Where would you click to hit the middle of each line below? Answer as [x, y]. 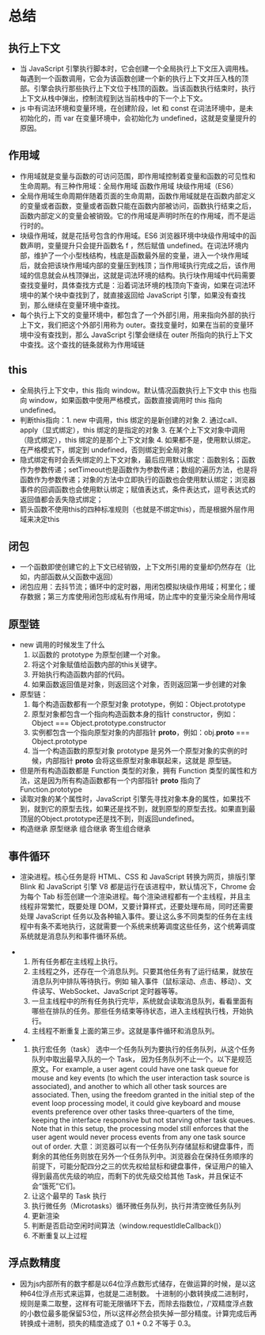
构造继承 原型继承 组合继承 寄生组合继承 [85, 829]
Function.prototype [51, 789]
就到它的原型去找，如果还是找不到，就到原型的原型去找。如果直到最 [144, 809]
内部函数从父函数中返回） [75, 577]
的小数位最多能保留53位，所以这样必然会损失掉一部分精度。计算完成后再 [138, 1313]
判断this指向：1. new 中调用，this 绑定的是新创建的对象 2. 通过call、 [131, 420]
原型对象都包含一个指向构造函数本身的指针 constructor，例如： [134, 714]
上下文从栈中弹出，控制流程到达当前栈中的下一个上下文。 [113, 98]
